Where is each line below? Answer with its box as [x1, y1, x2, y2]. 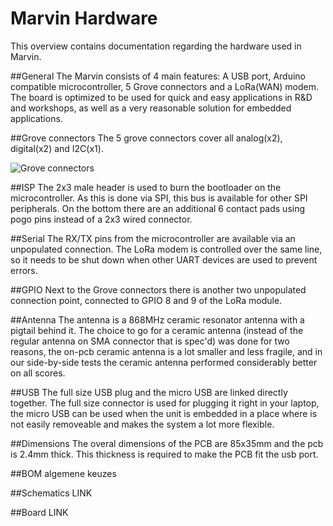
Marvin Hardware [10, 7, 158, 30]
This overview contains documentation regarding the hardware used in [10, 40, 302, 52]
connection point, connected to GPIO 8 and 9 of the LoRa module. [10, 294, 283, 306]
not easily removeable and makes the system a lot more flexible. [10, 418, 275, 430]
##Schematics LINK [10, 487, 93, 499]
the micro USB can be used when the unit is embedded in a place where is [10, 407, 318, 419]
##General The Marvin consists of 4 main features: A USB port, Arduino [10, 70, 306, 82]
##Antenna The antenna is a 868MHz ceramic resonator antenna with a [10, 313, 305, 326]
